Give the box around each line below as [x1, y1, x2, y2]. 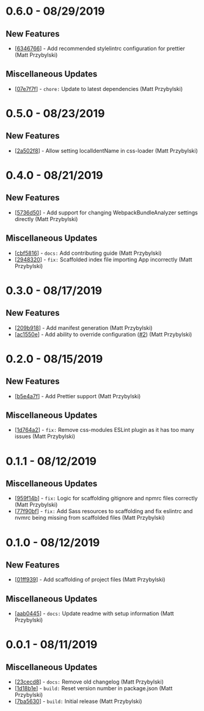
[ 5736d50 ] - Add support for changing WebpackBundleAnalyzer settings [14, 209, 198, 216]
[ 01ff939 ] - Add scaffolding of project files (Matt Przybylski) [14, 576, 166, 583]
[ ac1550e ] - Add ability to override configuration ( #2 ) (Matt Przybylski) [14, 330, 192, 338]
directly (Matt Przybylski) [14, 215, 78, 222]
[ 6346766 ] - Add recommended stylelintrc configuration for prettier [14, 45, 186, 52]
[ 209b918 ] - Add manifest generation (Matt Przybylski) [14, 324, 153, 331]
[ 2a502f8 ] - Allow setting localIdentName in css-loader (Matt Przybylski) [14, 147, 198, 154]
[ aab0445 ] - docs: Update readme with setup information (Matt [14, 610, 175, 618]
